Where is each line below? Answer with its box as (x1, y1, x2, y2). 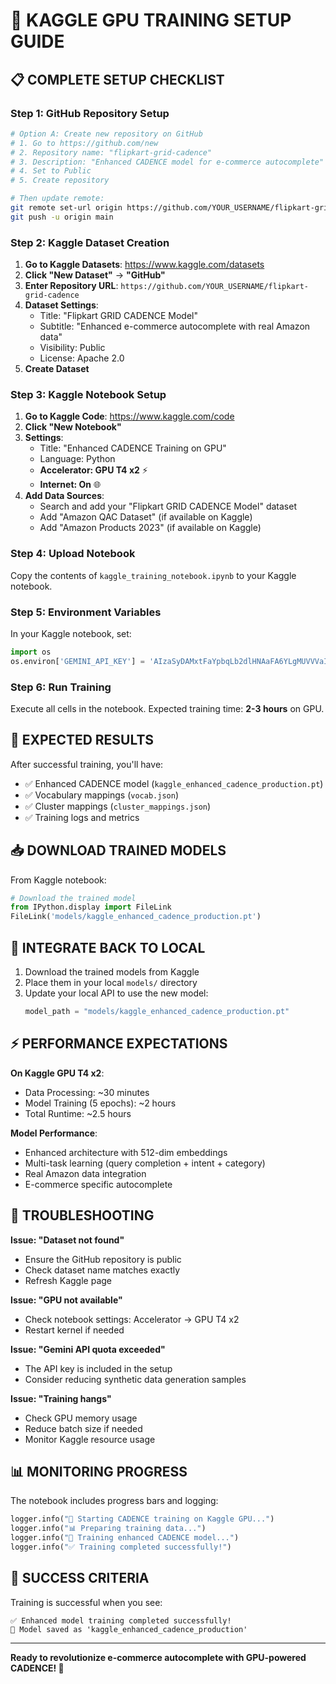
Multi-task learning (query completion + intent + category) (24, 1157, 266, 1169)
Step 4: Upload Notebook (10, 547, 136, 561)
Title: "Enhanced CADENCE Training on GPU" (39, 442, 227, 454)
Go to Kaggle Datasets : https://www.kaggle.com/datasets (24, 259, 265, 271)
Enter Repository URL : (24, 280, 119, 292)
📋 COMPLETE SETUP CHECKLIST (10, 71, 225, 88)
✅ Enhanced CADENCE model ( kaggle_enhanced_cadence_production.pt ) (24, 777, 324, 789)
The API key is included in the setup (24, 1362, 173, 1374)
